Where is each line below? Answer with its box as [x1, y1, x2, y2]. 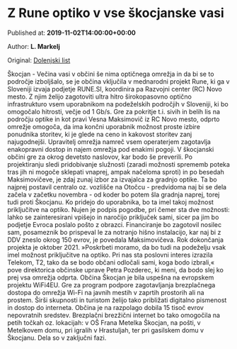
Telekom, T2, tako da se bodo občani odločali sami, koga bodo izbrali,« [7, 257, 214, 267]
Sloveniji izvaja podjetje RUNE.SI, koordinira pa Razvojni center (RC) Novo [7, 84, 223, 93]
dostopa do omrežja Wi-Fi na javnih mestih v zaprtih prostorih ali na [7, 288, 204, 297]
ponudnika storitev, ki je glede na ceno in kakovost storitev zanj [7, 130, 192, 138]
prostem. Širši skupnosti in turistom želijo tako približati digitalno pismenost [7, 296, 227, 304]
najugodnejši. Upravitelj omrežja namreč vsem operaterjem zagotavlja [7, 137, 211, 146]
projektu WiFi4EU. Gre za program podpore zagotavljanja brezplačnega [7, 280, 216, 289]
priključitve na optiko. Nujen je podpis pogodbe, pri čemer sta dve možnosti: [7, 205, 230, 214]
